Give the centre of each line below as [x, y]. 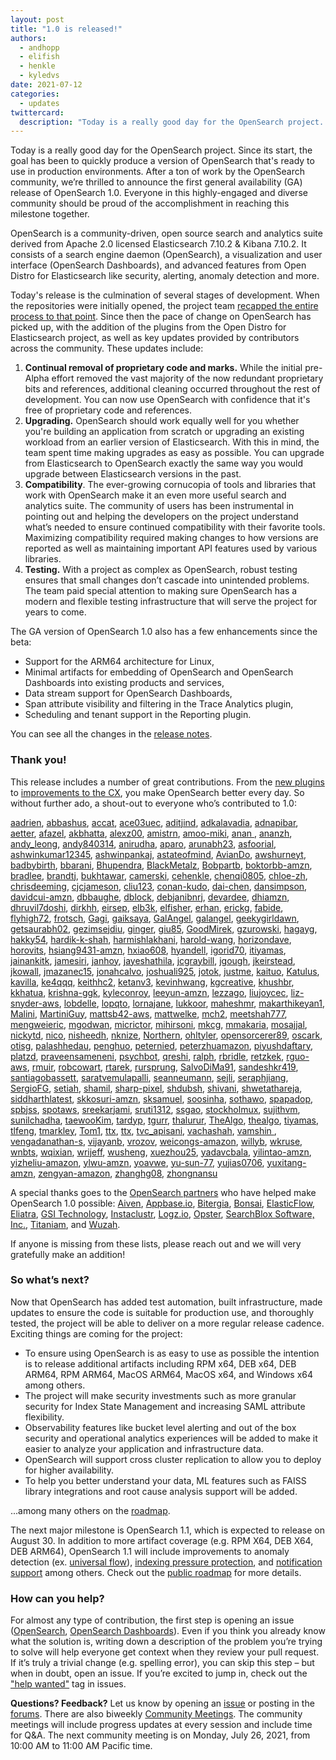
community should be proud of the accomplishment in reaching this [150, 203]
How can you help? [57, 1598]
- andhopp [39, 47]
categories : [35, 94]
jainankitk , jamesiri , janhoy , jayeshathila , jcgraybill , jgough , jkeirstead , [153, 960]
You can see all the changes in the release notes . [111, 734]
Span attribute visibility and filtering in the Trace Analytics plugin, [159, 704]
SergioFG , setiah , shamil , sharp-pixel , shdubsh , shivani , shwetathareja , [156, 1088]
